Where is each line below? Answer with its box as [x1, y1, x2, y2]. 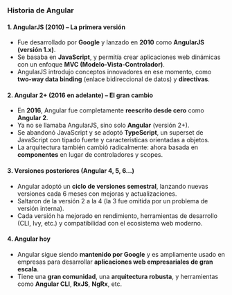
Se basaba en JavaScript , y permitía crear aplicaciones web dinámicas [17, 53, 221, 61]
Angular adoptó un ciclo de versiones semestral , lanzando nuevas [17, 182, 209, 190]
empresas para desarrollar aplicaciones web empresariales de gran [17, 258, 213, 266]
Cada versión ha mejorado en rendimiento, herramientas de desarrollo [17, 211, 218, 220]
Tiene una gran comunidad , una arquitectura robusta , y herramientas [17, 272, 219, 280]
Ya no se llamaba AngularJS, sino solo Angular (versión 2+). [17, 121, 190, 130]
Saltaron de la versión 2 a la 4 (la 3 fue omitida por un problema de [17, 196, 208, 205]
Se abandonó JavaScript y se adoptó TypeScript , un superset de [17, 128, 204, 137]
